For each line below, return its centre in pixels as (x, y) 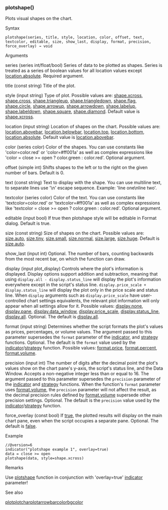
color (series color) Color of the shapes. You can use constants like (75, 147)
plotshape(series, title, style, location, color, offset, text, (75, 37)
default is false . (21, 426)
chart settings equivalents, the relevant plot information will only (93, 301)
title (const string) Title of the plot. (41, 86)
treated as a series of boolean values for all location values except (73, 71)
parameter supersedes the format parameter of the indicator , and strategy (82, 337)
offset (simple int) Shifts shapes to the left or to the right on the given (76, 167)
